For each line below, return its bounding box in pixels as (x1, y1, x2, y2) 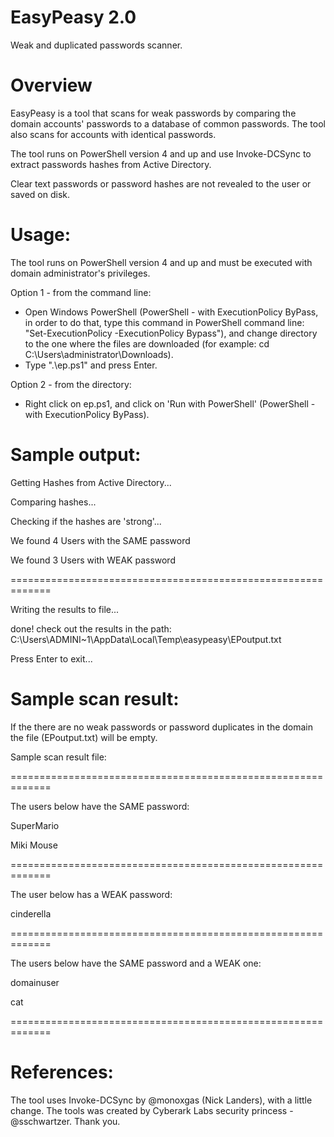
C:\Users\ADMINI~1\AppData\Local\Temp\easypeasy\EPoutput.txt (10, 633, 282, 645)
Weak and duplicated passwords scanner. (10, 39, 183, 51)
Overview (10, 74, 93, 97)
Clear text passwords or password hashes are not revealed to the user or (10, 177, 312, 190)
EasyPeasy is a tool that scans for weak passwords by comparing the (10, 107, 297, 119)
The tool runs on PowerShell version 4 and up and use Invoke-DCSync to (10, 147, 312, 160)
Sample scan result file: (10, 751, 107, 763)
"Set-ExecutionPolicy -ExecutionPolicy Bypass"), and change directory (24, 327, 318, 339)
